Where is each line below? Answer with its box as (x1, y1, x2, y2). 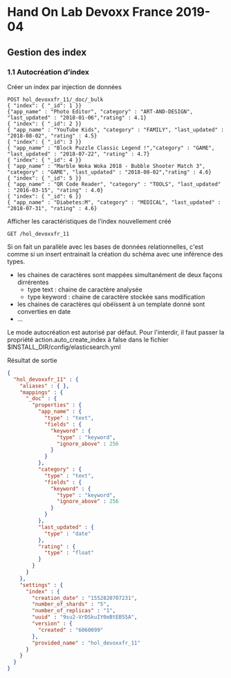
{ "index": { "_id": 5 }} (7, 174, 82, 182)
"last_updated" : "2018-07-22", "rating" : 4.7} (7, 150, 150, 158)
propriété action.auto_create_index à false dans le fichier (7, 335, 169, 343)
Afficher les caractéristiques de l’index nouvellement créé (7, 217, 172, 225)
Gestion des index (7, 46, 87, 58)
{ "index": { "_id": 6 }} (7, 193, 82, 200)
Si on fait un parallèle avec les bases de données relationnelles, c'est (7, 243, 204, 251)
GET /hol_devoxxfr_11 (7, 230, 70, 237)
